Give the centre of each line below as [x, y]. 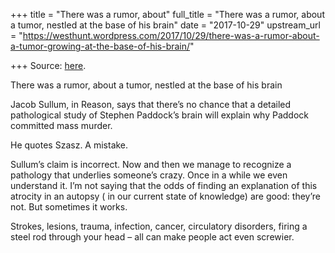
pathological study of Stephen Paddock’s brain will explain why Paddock [159, 115]
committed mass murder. [61, 125]
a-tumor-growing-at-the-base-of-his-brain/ [100, 46]
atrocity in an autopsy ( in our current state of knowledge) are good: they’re [165, 196]
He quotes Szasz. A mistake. [69, 145]
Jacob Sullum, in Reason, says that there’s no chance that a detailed [151, 104]
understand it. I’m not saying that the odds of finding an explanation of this [164, 185]
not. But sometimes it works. [69, 207]
